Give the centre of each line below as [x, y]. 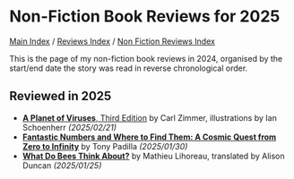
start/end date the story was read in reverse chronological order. [129, 68]
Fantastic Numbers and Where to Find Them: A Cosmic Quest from [149, 137]
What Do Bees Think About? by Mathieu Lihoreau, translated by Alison [153, 156]
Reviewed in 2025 [61, 96]
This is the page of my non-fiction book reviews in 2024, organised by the [146, 58]
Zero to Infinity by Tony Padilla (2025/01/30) [105, 146]
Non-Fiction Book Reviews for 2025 [145, 17]
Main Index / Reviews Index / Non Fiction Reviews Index [112, 41]
